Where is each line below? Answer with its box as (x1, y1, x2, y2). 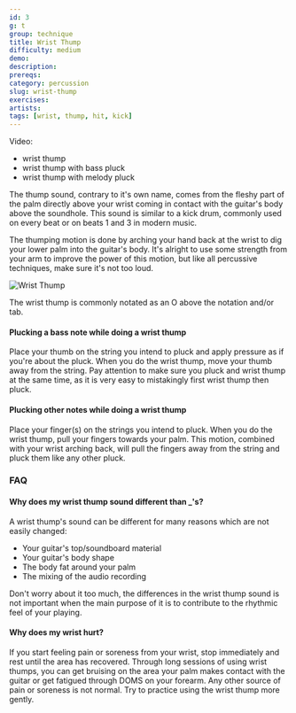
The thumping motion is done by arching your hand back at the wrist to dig (9, 235, 282, 245)
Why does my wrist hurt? (9, 627, 105, 638)
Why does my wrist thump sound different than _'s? (9, 497, 204, 508)
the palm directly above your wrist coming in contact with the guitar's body (9, 198, 284, 209)
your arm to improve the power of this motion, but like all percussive (9, 253, 258, 264)
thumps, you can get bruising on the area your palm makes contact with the (9, 665, 285, 676)
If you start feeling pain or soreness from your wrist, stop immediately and (9, 647, 280, 657)
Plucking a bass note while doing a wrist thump (9, 327, 187, 337)
